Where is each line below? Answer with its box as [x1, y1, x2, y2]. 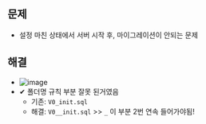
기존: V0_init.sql [30, 96, 89, 106]
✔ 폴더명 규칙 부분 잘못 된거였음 [18, 87, 119, 96]
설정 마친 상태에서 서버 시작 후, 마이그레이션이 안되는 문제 [18, 30, 199, 40]
